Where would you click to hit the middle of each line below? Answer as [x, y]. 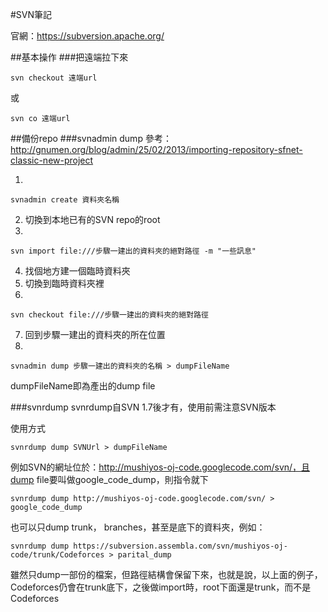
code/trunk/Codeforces [57, 555]
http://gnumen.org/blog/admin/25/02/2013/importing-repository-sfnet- [156, 149]
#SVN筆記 [31, 14]
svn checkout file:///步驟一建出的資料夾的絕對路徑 [109, 315]
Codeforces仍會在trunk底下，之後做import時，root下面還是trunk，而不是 [161, 587]
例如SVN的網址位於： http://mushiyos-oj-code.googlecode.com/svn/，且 [160, 467]
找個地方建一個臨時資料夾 [77, 271]
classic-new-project [52, 160]
